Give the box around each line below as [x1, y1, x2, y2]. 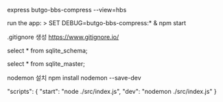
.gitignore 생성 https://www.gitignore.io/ [7, 33, 119, 41]
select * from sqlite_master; [7, 60, 86, 67]
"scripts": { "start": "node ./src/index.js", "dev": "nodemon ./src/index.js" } [7, 88, 218, 95]
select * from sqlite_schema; [7, 47, 88, 54]
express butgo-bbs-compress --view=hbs [7, 6, 127, 14]
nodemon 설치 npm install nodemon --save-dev [7, 74, 142, 82]
